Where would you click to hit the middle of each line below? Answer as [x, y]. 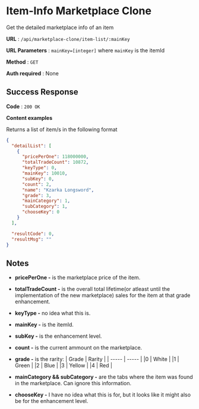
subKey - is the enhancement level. [58, 336]
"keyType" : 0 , [40, 168]
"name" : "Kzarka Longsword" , [58, 190]
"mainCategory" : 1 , [46, 201]
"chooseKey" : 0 [41, 212]
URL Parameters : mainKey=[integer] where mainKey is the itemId [86, 50]
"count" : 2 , [37, 184]
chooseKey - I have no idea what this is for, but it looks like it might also [103, 395]
